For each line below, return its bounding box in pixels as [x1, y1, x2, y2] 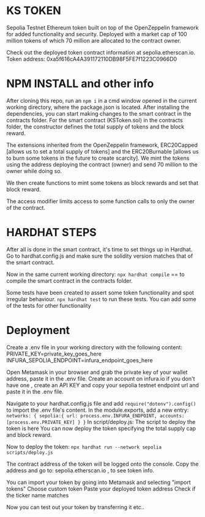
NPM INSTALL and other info [6, 77, 154, 91]
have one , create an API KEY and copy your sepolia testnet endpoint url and [6, 381, 199, 389]
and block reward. [6, 431, 52, 438]
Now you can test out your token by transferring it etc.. [6, 503, 145, 511]
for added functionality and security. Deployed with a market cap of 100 [6, 30, 188, 37]
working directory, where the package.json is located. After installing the [6, 103, 190, 111]
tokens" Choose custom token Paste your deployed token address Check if [6, 485, 196, 493]
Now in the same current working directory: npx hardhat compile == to [6, 270, 185, 278]
